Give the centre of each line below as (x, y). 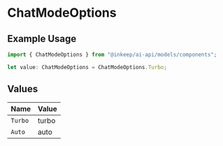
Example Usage (42, 39)
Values (23, 89)
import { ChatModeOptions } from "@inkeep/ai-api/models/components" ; (112, 54)
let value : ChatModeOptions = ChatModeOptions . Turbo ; (87, 67)
